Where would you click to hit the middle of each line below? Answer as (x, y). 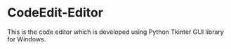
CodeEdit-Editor (55, 13)
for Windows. (27, 39)
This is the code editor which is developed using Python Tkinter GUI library (116, 32)
